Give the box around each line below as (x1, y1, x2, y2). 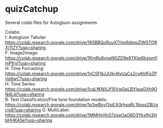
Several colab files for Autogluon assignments (5, 20, 97, 25)
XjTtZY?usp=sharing (5, 44, 46, 50)
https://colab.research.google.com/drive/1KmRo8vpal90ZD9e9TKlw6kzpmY (5, 55, 158, 61)
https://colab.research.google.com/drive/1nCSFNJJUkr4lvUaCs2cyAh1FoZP (5, 70, 157, 76)
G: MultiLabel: (42, 107, 70, 113)
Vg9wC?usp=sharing (5, 76, 47, 82)
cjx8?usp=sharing (5, 107, 41, 113)
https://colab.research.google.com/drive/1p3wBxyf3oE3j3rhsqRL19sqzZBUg (5, 102, 158, 107)
